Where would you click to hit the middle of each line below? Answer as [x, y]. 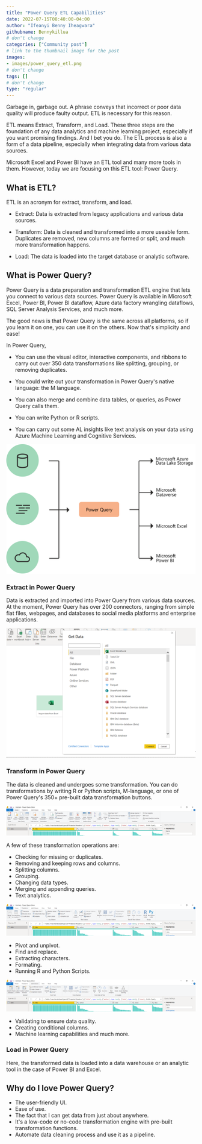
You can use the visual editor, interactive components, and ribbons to [101, 357]
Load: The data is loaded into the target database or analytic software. [102, 256]
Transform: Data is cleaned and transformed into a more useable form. [102, 231]
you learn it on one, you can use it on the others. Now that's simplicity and [98, 327]
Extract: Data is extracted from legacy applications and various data [99, 213]
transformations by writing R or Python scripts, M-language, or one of [93, 791]
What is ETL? [31, 188]
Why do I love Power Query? [60, 1088]
